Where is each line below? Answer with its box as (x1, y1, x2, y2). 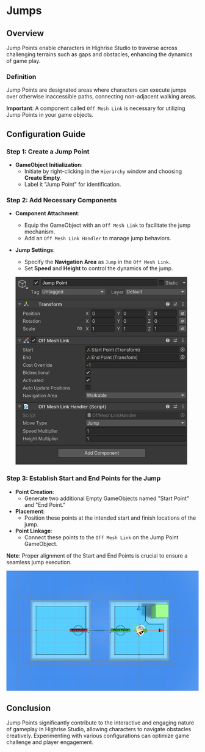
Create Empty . (24, 174, 62, 181)
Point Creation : (15, 488, 54, 495)
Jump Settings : (15, 246, 55, 254)
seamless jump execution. (6, 558, 72, 566)
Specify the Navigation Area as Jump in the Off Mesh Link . (24, 258, 171, 266)
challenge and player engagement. (6, 739, 94, 746)
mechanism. (24, 228, 56, 235)
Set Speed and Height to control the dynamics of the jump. (24, 265, 173, 272)
